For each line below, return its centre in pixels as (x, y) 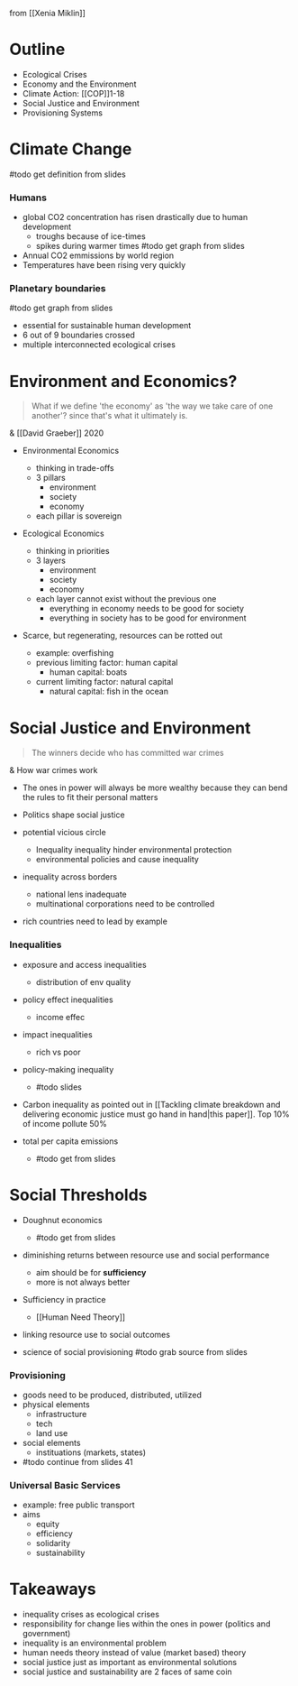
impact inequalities (57, 1034)
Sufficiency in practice (64, 1299)
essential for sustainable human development (107, 326)
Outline (37, 50)
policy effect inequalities (68, 1000)
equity (48, 1525)
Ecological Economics (63, 534)
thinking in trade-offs (75, 468)
